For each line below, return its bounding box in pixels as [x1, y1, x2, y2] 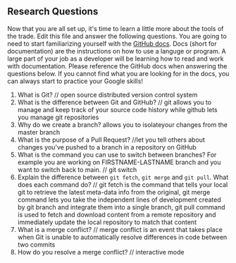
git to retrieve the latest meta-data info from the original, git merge [17, 188, 211, 196]
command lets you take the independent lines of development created [17, 195, 221, 204]
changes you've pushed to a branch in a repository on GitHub [17, 142, 197, 151]
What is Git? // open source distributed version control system [17, 90, 198, 99]
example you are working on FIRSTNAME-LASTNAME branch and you [17, 158, 221, 166]
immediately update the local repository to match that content [17, 218, 197, 226]
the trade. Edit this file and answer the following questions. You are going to [7, 32, 227, 40]
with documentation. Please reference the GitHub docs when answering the [7, 61, 228, 70]
